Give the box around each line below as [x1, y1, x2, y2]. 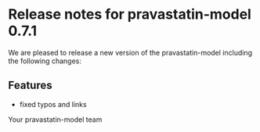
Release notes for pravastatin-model [8, 5, 252, 23]
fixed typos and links [19, 99, 88, 109]
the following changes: [8, 56, 82, 66]
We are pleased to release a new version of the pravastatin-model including [8, 48, 253, 57]
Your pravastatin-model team [8, 115, 103, 124]
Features [8, 79, 52, 92]
